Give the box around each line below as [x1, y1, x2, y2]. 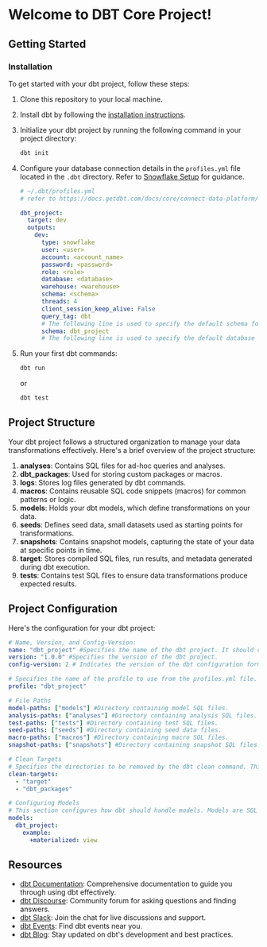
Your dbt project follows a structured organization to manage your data [8, 437, 241, 446]
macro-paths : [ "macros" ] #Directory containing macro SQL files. [8, 733, 229, 742]
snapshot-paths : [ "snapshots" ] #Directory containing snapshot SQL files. [8, 741, 261, 749]
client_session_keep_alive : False [41, 304, 156, 313]
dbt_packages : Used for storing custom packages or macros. [19, 469, 222, 478]
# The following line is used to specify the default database [41, 334, 256, 342]
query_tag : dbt [41, 312, 91, 320]
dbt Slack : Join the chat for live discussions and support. [19, 913, 207, 922]
